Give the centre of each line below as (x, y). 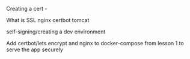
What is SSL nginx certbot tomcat (48, 20)
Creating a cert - (27, 9)
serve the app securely (35, 49)
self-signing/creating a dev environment (56, 32)
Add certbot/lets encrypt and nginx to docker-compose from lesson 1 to (95, 43)
